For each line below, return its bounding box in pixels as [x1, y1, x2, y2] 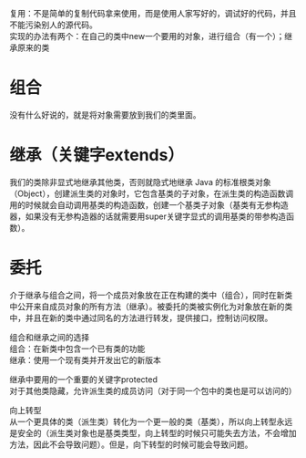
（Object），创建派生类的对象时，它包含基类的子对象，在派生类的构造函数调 [9, 188, 294, 199]
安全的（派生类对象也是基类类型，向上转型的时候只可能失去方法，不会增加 [16, 427, 297, 438]
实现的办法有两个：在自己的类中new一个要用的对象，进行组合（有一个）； [9, 31, 285, 41]
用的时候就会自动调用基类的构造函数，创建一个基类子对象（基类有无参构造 [9, 199, 289, 210]
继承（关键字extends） [9, 145, 185, 166]
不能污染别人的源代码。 [9, 19, 97, 30]
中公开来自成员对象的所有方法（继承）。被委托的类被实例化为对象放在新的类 [9, 300, 293, 312]
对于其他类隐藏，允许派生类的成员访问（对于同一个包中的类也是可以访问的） [9, 385, 297, 396]
